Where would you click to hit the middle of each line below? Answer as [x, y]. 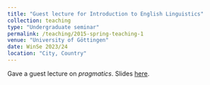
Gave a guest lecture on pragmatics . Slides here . [78, 73]
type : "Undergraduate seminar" [53, 27]
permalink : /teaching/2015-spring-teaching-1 [75, 34]
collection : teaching [39, 21]
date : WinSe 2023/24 [38, 47]
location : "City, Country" [47, 54]
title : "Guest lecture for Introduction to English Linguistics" [105, 14]
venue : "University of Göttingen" [58, 40]
